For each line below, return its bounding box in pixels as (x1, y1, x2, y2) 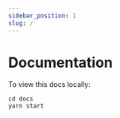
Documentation (8, 53, 114, 72)
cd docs (8, 95, 34, 104)
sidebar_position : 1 (8, 11, 77, 20)
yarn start (8, 102, 45, 110)
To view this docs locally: (8, 80, 91, 89)
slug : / (8, 19, 34, 27)
